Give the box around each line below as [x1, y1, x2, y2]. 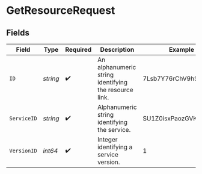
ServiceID [9, 115, 37, 122]
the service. [97, 126, 131, 134]
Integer [97, 135, 118, 143]
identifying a [97, 143, 133, 151]
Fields [6, 28, 30, 38]
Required [65, 46, 92, 54]
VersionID [9, 148, 37, 154]
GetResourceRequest [6, 4, 115, 17]
